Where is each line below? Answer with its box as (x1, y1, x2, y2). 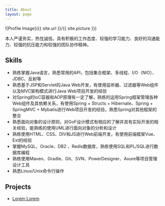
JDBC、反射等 (12, 76, 42, 82)
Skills (5, 56, 22, 64)
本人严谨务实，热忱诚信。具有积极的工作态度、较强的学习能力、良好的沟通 (5, 35, 156, 41)
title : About (5, 7, 32, 12)
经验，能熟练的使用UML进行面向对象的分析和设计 (16, 125, 117, 131)
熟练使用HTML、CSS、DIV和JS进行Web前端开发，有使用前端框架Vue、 (12, 131, 158, 137)
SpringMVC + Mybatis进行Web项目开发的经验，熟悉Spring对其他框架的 (12, 107, 157, 113)
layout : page (5, 12, 32, 17)
